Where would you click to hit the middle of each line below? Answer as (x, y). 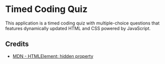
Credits (17, 44)
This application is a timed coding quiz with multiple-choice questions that (82, 23)
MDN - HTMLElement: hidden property (53, 56)
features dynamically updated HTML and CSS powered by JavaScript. (78, 28)
